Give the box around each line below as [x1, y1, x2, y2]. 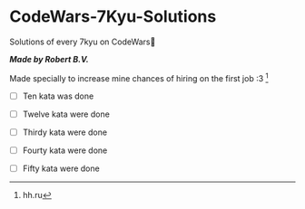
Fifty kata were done [22, 163, 100, 174]
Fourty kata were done [22, 145, 108, 156]
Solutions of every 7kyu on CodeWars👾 [9, 36, 156, 47]
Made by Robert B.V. [9, 53, 89, 64]
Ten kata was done [22, 90, 94, 101]
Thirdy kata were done [22, 127, 107, 138]
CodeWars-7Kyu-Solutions [9, 6, 217, 27]
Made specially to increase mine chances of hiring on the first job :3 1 [9, 71, 270, 83]
